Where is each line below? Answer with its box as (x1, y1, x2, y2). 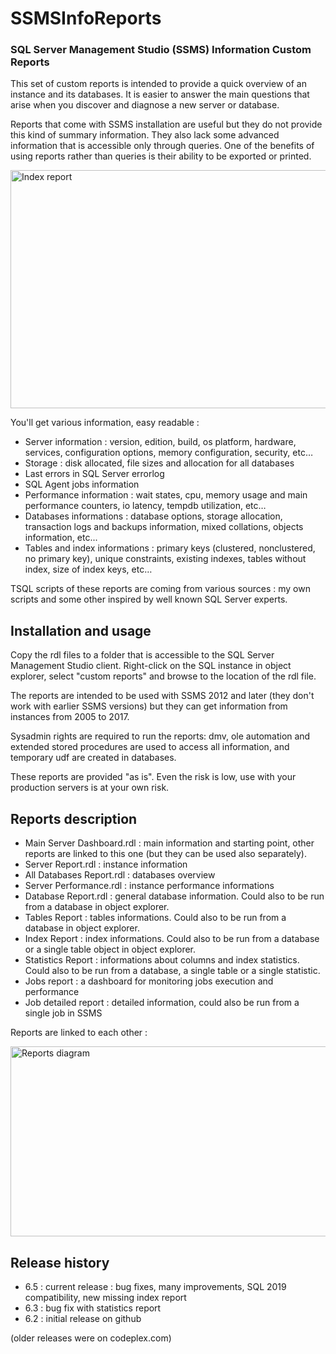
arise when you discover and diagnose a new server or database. (10, 99, 280, 111)
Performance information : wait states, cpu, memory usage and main (24, 489, 308, 501)
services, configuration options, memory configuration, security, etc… (24, 447, 314, 459)
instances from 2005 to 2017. (10, 711, 130, 723)
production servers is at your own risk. (10, 782, 170, 794)
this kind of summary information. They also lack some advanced (10, 129, 280, 141)
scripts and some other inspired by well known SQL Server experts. (10, 593, 288, 606)
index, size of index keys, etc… (24, 563, 153, 576)
